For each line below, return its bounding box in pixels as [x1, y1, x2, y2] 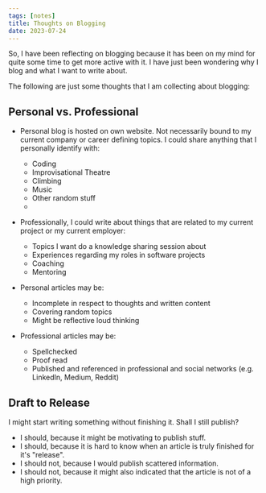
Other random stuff [31, 193, 96, 203]
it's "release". [19, 450, 65, 459]
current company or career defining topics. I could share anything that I [19, 135, 257, 145]
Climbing [31, 176, 62, 186]
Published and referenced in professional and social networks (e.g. [31, 364, 255, 374]
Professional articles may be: [19, 331, 117, 341]
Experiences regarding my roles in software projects [31, 251, 206, 260]
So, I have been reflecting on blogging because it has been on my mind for [8, 49, 256, 59]
